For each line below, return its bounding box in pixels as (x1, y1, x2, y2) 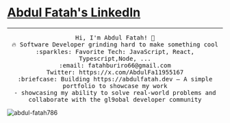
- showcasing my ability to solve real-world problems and (13, 89, 216, 96)
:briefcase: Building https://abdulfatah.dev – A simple (17, 75, 213, 83)
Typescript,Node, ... (78, 55, 152, 62)
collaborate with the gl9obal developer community (28, 96, 202, 103)
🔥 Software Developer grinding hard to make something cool (11, 40, 219, 49)
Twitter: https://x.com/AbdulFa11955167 (46, 68, 184, 76)
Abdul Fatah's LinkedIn (7, 5, 141, 20)
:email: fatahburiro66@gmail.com (59, 61, 171, 69)
